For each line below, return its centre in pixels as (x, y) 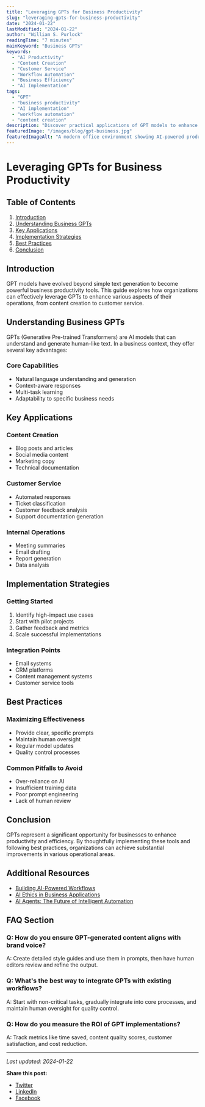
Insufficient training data (46, 788)
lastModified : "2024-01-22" (42, 29)
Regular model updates (45, 746)
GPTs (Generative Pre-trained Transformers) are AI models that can (91, 337)
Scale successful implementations (58, 634)
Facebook (28, 1098)
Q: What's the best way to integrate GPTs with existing (89, 981)
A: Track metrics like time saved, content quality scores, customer (89, 1037)
